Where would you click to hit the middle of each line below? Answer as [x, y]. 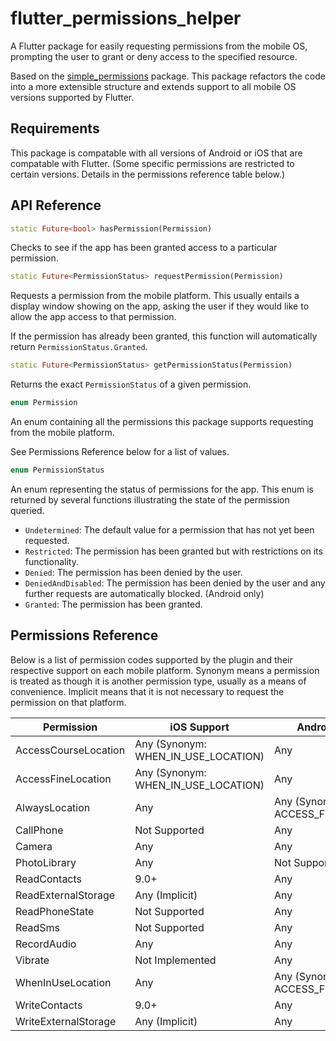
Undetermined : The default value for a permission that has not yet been [169, 529]
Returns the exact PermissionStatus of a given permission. [131, 384]
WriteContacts [49, 1005]
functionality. [51, 561]
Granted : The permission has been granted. [113, 604]
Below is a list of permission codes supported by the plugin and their [151, 659]
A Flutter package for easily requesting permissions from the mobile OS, [159, 46]
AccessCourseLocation [70, 750]
